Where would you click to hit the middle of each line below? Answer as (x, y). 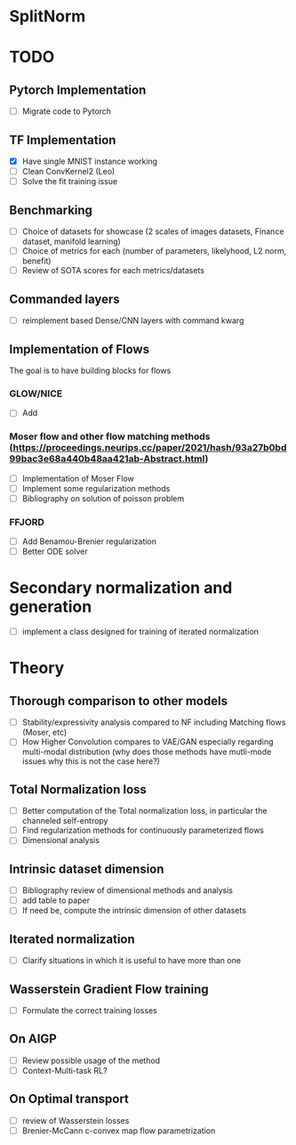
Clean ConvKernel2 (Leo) (68, 172)
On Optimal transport (69, 1099)
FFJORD (27, 522)
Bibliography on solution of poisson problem (103, 498)
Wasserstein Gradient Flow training (109, 989)
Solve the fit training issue (70, 182)
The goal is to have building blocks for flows (90, 370)
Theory (37, 668)
